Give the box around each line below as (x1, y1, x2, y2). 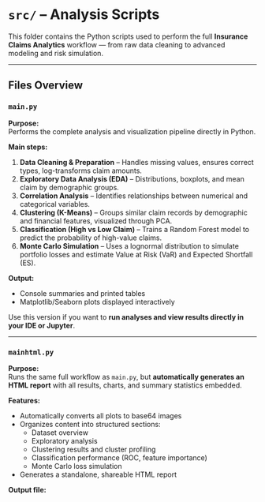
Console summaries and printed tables (19, 288, 146, 298)
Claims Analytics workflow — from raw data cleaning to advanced (8, 39, 226, 49)
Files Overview (8, 79, 84, 92)
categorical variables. (19, 199, 91, 208)
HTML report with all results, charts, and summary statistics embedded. (8, 380, 242, 390)
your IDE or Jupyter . (8, 320, 76, 330)
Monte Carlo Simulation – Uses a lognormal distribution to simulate (19, 241, 239, 250)
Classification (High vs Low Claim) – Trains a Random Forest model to (19, 224, 250, 234)
